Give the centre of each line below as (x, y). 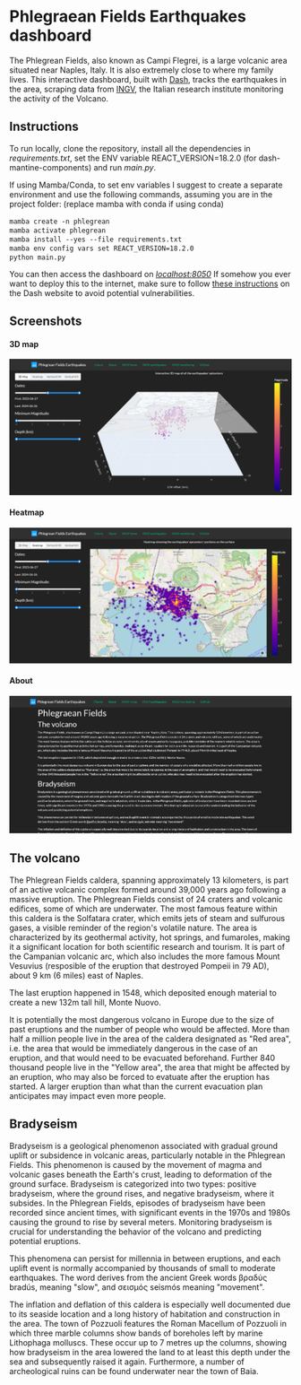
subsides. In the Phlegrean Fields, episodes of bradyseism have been (138, 1203)
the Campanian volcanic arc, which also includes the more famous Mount (145, 956)
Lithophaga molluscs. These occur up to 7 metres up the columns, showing (148, 1342)
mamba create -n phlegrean (60, 222)
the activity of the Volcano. (59, 98)
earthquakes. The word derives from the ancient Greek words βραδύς (138, 1277)
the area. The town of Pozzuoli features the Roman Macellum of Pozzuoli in (148, 1323)
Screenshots (46, 322)
